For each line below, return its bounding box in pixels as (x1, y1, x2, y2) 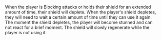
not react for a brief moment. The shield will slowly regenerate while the (5, 25, 150, 30)
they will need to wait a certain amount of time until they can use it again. (5, 14, 152, 20)
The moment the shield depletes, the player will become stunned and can (5, 19, 153, 25)
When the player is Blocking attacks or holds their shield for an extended (5, 4, 151, 10)
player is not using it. (5, 30, 47, 35)
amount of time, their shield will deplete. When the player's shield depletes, (5, 9, 156, 15)
